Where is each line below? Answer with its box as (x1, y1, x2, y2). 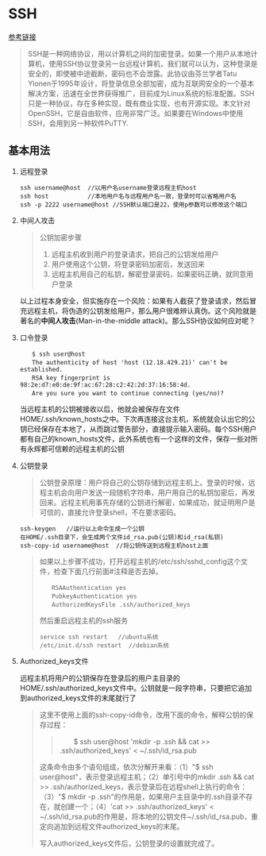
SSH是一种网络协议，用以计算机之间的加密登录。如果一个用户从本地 (27, 48, 252, 58)
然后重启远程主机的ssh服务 (39, 615, 129, 625)
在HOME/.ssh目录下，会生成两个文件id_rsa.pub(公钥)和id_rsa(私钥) (19, 533, 224, 541)
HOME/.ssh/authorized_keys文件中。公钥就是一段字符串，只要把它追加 (19, 683, 253, 692)
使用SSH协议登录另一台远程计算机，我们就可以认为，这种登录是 (48, 59, 258, 68)
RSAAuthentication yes (51, 584, 127, 592)
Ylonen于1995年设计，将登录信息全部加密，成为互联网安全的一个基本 (27, 79, 255, 88)
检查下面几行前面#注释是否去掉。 (53, 566, 163, 576)
